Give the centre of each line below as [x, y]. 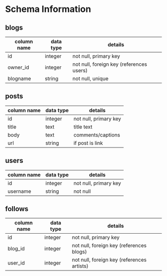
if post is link [88, 143]
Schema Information [48, 9]
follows [17, 209]
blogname [19, 78]
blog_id [16, 249]
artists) [80, 266]
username [19, 191]
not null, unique [90, 78]
